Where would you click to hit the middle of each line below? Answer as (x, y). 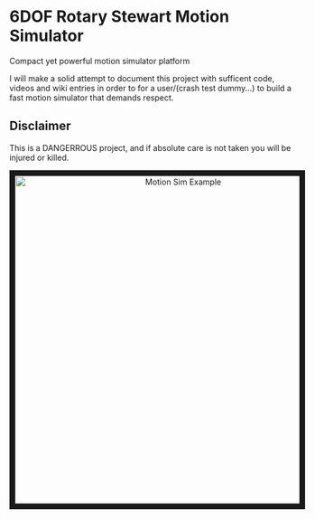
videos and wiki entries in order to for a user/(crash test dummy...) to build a (150, 88)
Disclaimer (40, 126)
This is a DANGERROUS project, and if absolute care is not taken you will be (150, 147)
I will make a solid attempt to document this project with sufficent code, (142, 78)
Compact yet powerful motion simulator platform (100, 61)
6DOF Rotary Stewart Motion (120, 17)
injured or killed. (39, 157)
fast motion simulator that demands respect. (92, 98)
